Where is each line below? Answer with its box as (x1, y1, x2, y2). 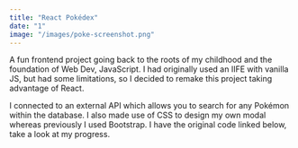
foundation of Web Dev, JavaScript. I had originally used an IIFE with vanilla (9, 64, 289, 74)
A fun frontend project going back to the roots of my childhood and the (9, 55, 273, 65)
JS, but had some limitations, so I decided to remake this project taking (9, 74, 273, 84)
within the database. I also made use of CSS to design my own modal (9, 109, 266, 121)
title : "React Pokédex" (9, 13, 99, 22)
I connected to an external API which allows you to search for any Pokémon (9, 100, 290, 111)
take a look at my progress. (9, 129, 111, 140)
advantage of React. (9, 83, 85, 94)
